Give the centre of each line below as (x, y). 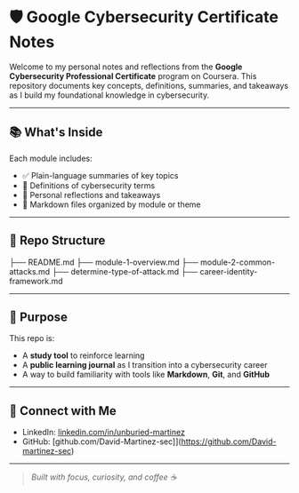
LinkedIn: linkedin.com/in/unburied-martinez (103, 433)
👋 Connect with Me (63, 411)
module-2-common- (238, 262)
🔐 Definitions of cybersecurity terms (89, 185)
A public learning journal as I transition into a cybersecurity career (145, 365)
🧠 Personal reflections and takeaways (91, 195)
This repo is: (32, 338)
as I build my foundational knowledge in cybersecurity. (109, 95)
